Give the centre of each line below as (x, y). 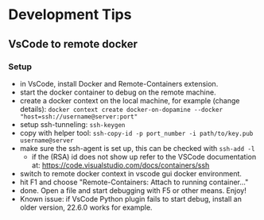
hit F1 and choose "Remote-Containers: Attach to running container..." (134, 182)
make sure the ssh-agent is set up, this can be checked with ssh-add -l (137, 148)
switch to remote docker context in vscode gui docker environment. (131, 173)
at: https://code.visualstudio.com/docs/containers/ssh (120, 165)
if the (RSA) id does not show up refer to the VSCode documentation (144, 156)
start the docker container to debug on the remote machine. (118, 92)
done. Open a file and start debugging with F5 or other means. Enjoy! (133, 190)
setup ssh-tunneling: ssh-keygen (72, 124)
